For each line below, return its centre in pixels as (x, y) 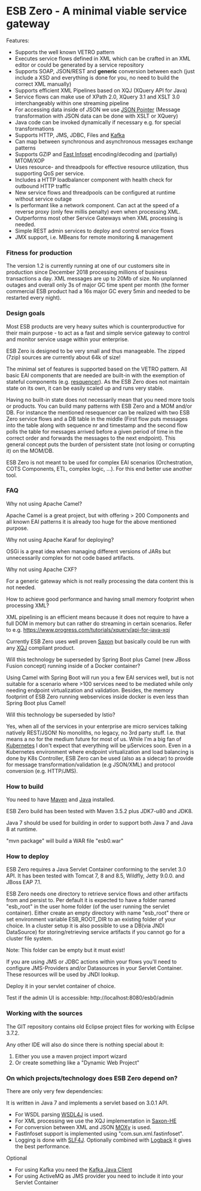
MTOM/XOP (30, 160)
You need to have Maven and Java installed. (60, 799)
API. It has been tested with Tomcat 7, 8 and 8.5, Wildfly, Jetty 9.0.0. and (95, 876)
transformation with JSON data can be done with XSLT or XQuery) (96, 116)
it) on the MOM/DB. (30, 450)
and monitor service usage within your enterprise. (68, 339)
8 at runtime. (22, 829)
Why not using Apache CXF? (42, 569)
